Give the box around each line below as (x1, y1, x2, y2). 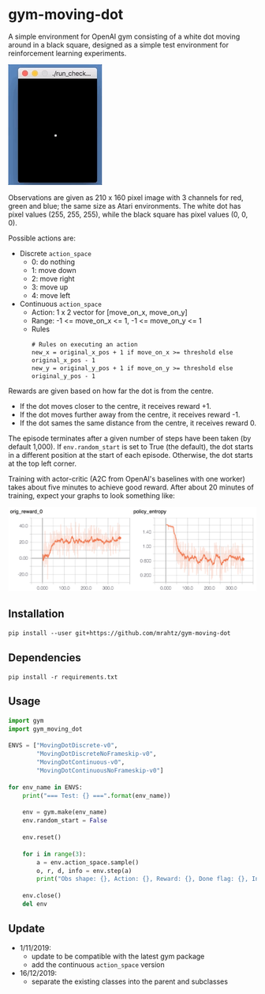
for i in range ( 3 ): (22, 850, 87, 858)
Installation (8, 607, 65, 620)
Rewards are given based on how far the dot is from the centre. (8, 386, 215, 395)
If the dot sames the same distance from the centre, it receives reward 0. (19, 418, 256, 428)
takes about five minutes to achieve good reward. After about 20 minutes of (8, 482, 254, 492)
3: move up (31, 282, 69, 292)
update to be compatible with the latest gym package (31, 951, 205, 961)
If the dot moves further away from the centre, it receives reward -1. (19, 410, 241, 419)
